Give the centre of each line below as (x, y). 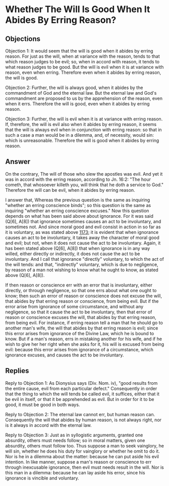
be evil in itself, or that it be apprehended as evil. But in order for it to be (80, 399)
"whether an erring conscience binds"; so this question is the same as (78, 205)
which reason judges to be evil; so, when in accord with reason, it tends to (82, 62)
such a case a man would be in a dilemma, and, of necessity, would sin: (79, 135)
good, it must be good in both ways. (43, 404)
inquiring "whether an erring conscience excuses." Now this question (77, 211)
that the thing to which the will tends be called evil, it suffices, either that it (82, 394)
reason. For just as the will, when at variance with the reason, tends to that (82, 56)
